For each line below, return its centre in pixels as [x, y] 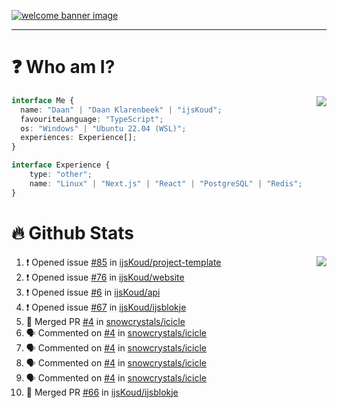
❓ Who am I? [63, 67]
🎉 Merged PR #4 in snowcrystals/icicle [105, 321]
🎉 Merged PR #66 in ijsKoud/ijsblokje [102, 392]
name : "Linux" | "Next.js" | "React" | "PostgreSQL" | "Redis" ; [166, 183]
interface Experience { [61, 165]
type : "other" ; [61, 175]
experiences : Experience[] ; [79, 138]
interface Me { [43, 100]
